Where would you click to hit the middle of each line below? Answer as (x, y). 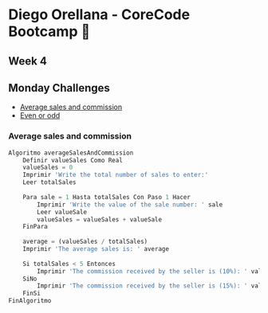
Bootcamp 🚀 (49, 31)
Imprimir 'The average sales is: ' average (96, 249)
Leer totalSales (50, 182)
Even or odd (40, 115)
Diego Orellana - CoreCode (99, 15)
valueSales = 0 (48, 168)
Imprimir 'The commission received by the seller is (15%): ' (142, 286)
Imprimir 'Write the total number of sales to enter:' (116, 175)
